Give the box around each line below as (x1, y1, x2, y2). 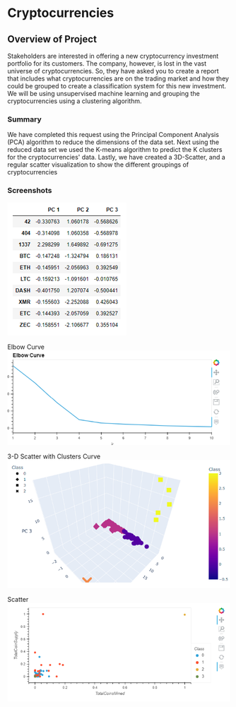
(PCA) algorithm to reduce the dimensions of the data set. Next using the (7, 138, 220, 146)
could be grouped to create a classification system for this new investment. (7, 82, 227, 90)
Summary (7, 114, 42, 124)
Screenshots (7, 186, 52, 196)
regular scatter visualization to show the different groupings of (7, 160, 189, 169)
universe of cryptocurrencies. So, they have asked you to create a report (7, 67, 219, 75)
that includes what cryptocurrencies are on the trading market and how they (7, 74, 230, 83)
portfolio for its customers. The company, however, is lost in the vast (7, 59, 207, 68)
